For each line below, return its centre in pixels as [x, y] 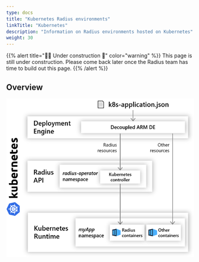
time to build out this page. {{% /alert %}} [57, 68]
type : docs [20, 13]
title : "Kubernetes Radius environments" [58, 19]
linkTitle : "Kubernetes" [37, 25]
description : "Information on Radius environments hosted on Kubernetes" [100, 32]
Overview [25, 87]
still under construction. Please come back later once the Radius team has [97, 62]
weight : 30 [20, 38]
